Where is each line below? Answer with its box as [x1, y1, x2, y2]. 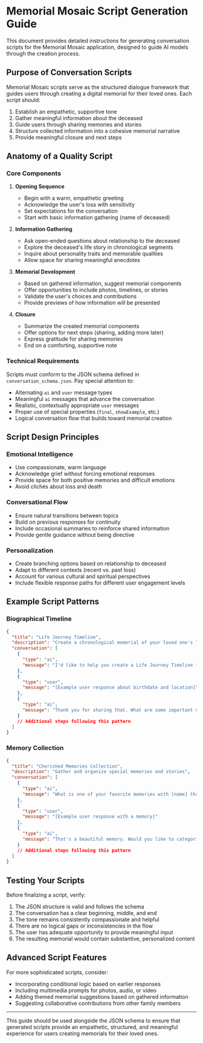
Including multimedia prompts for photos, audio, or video [14, 986, 157, 994]
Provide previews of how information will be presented [24, 299, 160, 306]
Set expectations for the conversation [24, 207, 118, 215]
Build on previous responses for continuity [14, 518, 121, 525]
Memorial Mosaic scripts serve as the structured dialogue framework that [6, 83, 189, 91]
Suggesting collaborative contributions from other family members [14, 1000, 181, 1007]
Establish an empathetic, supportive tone [14, 108, 117, 115]
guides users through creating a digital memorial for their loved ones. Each [6, 89, 192, 97]
